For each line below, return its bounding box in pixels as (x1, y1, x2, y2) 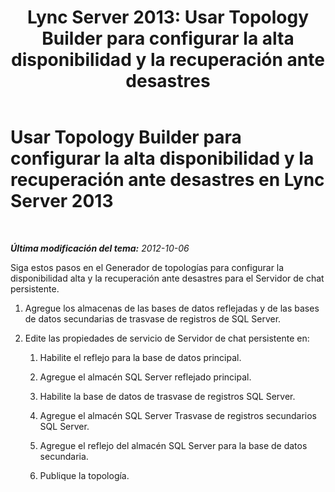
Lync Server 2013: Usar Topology (26, 6, 310, 29)
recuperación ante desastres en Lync (10, 169, 325, 191)
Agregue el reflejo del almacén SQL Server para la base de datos (39, 439, 308, 451)
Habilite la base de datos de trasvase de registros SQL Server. (39, 390, 296, 402)
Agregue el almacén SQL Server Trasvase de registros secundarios (39, 409, 317, 421)
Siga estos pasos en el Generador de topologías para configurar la (10, 261, 285, 273)
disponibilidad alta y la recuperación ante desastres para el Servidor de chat (10, 272, 325, 284)
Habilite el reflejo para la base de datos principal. (39, 351, 242, 363)
